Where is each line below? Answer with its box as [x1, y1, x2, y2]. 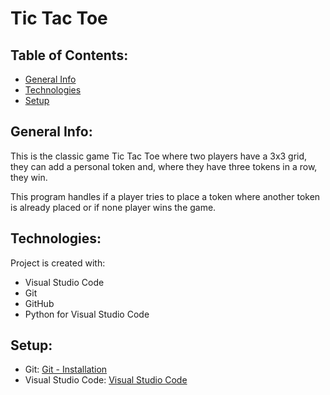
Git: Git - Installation [24, 363, 108, 376]
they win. [10, 171, 48, 183]
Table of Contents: [10, 47, 129, 64]
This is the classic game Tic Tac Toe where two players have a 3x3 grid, [10, 150, 308, 162]
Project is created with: [10, 257, 106, 269]
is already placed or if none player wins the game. [10, 201, 217, 213]
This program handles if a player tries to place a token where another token [10, 190, 321, 202]
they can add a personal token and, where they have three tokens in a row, [10, 160, 318, 172]
